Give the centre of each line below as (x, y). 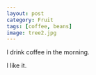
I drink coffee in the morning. (48, 52)
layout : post (25, 13)
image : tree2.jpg (32, 33)
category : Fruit (30, 20)
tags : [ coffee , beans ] (39, 26)
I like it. (17, 65)
